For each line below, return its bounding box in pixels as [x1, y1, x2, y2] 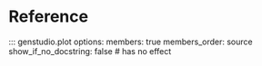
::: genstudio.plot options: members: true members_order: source [8, 36, 253, 47]
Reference [8, 6, 88, 27]
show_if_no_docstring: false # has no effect [8, 45, 172, 56]
